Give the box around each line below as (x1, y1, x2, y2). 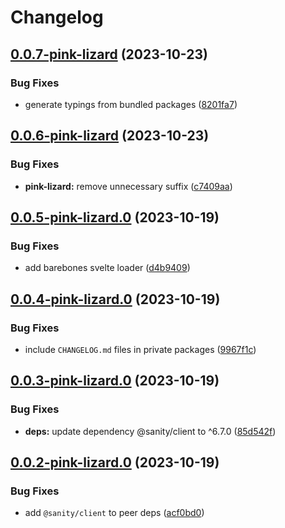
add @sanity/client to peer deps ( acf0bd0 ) (24, 507, 205, 519)
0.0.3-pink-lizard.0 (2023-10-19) (10, 372, 220, 390)
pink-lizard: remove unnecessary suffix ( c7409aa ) (24, 180, 233, 192)
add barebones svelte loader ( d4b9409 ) (24, 262, 191, 274)
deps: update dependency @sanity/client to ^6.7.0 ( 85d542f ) (24, 425, 277, 437)
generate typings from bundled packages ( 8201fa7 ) (24, 98, 238, 110)
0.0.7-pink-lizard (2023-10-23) (10, 46, 208, 63)
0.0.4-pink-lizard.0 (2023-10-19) (10, 291, 221, 308)
